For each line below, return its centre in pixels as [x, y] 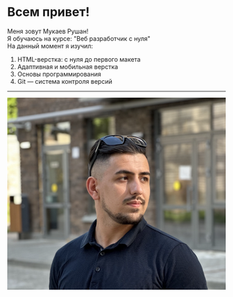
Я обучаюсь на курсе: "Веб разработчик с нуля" [79, 38]
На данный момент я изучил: [50, 46]
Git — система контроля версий [64, 81]
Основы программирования [59, 74]
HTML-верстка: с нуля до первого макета [79, 59]
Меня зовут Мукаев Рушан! [48, 31]
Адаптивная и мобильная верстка [68, 66]
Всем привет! [49, 12]
